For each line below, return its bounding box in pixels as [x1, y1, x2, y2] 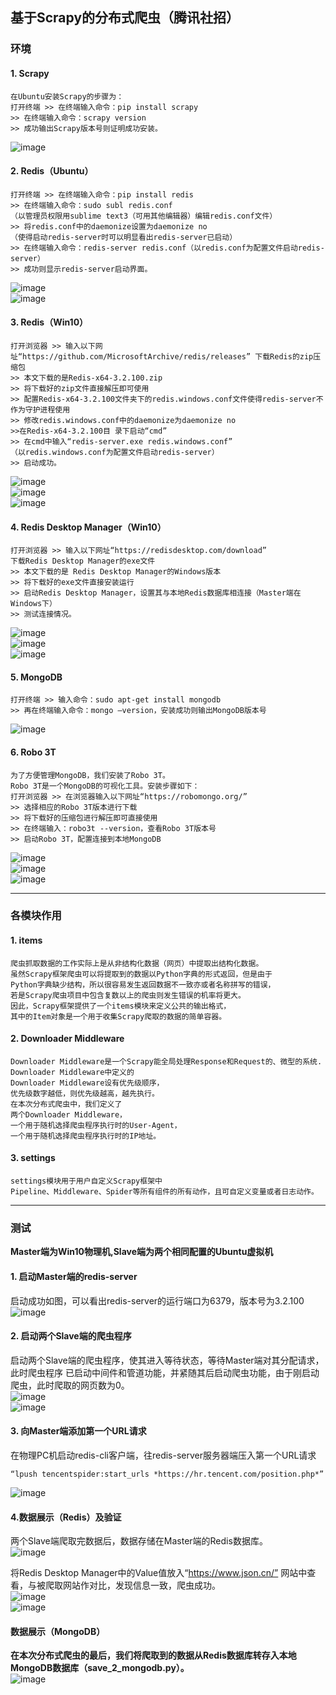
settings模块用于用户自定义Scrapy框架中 [10, 1176, 163, 1187]
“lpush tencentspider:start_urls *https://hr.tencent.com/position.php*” [10, 1469, 325, 1479]
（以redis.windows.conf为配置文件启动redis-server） [10, 447, 220, 457]
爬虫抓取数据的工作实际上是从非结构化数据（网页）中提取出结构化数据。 [10, 958, 264, 968]
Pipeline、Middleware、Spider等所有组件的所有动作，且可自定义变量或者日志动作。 [10, 1187, 319, 1197]
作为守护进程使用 [10, 404, 71, 415]
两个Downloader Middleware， [10, 1109, 128, 1120]
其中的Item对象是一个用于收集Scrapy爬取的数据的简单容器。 [10, 1011, 227, 1022]
